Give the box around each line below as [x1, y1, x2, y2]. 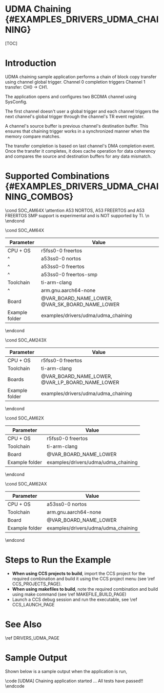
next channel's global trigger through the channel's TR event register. [5, 114, 145, 119]
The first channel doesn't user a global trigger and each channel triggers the [5, 108, 159, 114]
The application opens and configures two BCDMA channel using [5, 93, 137, 99]
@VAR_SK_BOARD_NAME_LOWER [41, 301, 120, 308]
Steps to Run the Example [5, 554, 111, 565]
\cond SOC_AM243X [5, 337, 47, 343]
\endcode [5, 683, 25, 689]
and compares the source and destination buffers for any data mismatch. [5, 153, 152, 159]
